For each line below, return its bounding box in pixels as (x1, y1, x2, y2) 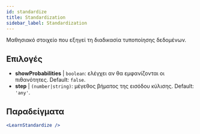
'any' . (14, 89, 31, 96)
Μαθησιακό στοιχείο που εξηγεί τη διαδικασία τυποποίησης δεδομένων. (6, 37, 187, 44)
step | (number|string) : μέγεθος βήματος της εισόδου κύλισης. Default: (14, 82, 194, 90)
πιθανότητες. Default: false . (14, 76, 86, 84)
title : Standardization (6, 14, 66, 20)
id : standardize (6, 8, 47, 15)
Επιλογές (6, 53, 43, 64)
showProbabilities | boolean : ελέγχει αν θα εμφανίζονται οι (14, 70, 165, 77)
